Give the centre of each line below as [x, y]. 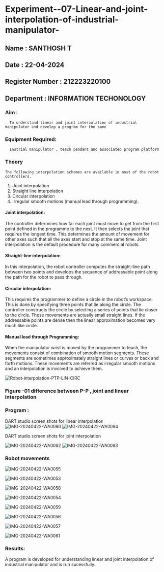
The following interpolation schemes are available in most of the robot [82, 172]
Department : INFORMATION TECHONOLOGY [76, 98]
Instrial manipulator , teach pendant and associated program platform [84, 150]
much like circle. [22, 326]
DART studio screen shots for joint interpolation [53, 436]
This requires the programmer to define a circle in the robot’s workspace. [79, 300]
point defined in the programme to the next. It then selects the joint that [77, 229]
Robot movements [27, 458]
